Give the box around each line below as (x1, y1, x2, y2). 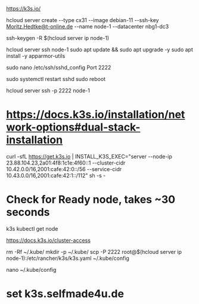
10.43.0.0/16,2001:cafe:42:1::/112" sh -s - (6, 172, 106, 179)
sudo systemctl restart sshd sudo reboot (6, 76, 106, 82)
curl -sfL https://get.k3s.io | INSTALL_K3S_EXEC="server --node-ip (6, 153, 173, 160)
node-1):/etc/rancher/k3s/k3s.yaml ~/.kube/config (6, 255, 130, 262)
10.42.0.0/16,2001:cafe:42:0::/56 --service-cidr (6, 165, 122, 172)
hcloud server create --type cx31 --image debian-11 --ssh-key (6, 17, 159, 23)
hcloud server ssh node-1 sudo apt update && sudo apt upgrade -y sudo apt (6, 46, 194, 53)
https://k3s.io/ (6, 5, 41, 12)
